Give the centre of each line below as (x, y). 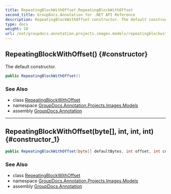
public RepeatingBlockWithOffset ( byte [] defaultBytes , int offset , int (83, 151)
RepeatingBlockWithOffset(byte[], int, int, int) (80, 132)
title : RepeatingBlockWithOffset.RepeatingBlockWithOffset (69, 10)
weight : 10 (17, 29)
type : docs (17, 24)
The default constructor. (31, 66)
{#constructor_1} (33, 140)
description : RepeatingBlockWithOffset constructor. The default (76, 19)
